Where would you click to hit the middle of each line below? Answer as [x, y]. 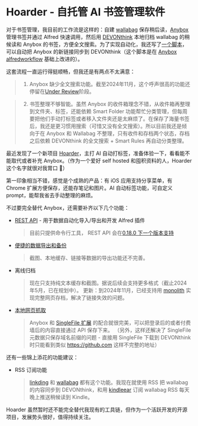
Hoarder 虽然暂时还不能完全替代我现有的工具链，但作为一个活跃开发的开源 [97, 410]
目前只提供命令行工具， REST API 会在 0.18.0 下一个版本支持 [101, 233]
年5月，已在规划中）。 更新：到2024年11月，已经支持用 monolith [107, 290]
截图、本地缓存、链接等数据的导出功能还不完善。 [89, 257]
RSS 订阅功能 [31, 369]
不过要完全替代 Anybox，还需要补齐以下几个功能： [68, 207]
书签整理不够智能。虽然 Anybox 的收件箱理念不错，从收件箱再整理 [110, 104]
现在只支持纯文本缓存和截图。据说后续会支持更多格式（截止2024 [108, 283]
